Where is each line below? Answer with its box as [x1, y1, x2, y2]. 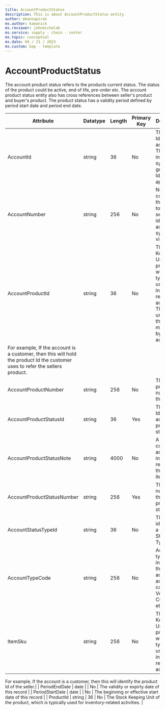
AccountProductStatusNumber [7, 493, 79, 500]
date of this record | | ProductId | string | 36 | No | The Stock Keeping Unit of [5, 694, 160, 700]
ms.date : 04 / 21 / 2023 [5, 39, 56, 44]
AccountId [7, 154, 32, 160]
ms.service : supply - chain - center [5, 30, 82, 35]
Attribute [32, 117, 54, 124]
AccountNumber [7, 211, 46, 218]
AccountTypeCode [7, 574, 51, 581]
